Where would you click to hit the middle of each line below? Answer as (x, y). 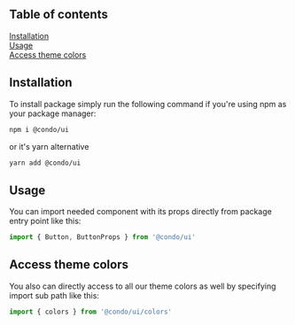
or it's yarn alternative (49, 146)
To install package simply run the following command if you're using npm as (148, 104)
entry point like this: (45, 221)
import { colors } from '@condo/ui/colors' (91, 312)
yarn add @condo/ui (45, 163)
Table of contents (58, 15)
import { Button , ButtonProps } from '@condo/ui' (103, 237)
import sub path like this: (54, 295)
